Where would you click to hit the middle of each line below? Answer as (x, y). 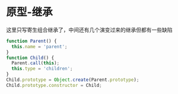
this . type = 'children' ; (42, 69)
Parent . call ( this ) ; (36, 63)
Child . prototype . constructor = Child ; (54, 85)
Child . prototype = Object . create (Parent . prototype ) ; (73, 80)
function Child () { (30, 58)
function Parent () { (32, 41)
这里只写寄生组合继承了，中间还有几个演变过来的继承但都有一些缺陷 (89, 30)
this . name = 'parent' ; (39, 46)
